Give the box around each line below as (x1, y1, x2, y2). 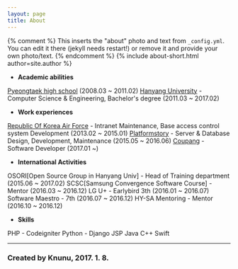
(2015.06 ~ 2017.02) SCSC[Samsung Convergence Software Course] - (7, 178, 212, 188)
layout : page (7, 10, 46, 18)
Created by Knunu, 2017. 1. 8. (7, 253, 109, 263)
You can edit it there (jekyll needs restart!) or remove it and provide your (7, 44, 218, 52)
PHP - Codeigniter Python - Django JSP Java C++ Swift (7, 229, 170, 237)
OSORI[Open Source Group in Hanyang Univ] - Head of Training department (7, 171, 230, 180)
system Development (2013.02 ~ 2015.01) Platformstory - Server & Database (7, 129, 230, 137)
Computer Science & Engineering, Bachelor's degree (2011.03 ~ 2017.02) (7, 93, 220, 103)
